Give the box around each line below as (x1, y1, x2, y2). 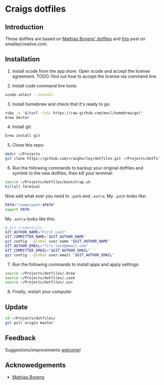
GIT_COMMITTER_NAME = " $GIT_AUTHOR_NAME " (5, 235, 86, 239)
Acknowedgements (5, 361, 66, 369)
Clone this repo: (12, 142, 44, 148)
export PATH (5, 207, 29, 212)
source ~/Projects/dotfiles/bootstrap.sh (5, 180, 91, 185)
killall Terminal (5, 184, 41, 189)
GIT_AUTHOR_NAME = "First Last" (5, 230, 67, 235)
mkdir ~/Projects (5, 151, 41, 157)
